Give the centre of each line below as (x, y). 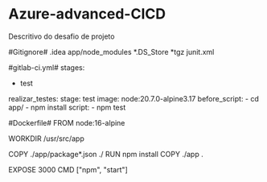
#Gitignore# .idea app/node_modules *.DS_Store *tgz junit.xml (111, 52)
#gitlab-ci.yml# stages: (47, 67)
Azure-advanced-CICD (87, 14)
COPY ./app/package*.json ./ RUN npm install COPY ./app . (106, 154)
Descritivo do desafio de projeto (62, 36)
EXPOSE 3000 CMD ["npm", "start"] (68, 169)
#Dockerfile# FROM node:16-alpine (67, 122)
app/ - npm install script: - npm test (67, 107)
